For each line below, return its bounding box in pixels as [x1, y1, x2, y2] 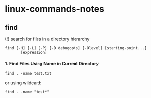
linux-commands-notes [5, 3, 105, 15]
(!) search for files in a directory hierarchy [5, 36, 90, 42]
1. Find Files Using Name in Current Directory [5, 60, 99, 66]
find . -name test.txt [5, 71, 52, 76]
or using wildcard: [5, 80, 42, 86]
